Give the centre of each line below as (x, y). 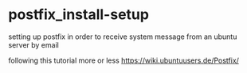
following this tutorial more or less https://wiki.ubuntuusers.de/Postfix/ (123, 60)
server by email (34, 44)
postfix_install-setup (79, 15)
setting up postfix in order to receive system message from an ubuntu (123, 36)
